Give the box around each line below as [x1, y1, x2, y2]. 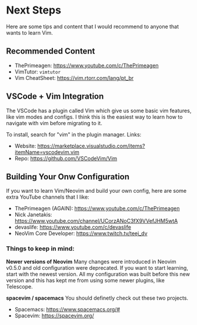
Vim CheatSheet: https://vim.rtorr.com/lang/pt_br [14, 74, 134, 81]
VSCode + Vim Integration [6, 92, 104, 102]
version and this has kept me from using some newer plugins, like [6, 277, 165, 284]
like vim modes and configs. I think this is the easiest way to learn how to [6, 113, 183, 120]
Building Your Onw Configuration [6, 172, 130, 182]
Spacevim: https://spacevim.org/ [14, 312, 94, 319]
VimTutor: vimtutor [14, 68, 61, 75]
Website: [14, 142, 36, 149]
